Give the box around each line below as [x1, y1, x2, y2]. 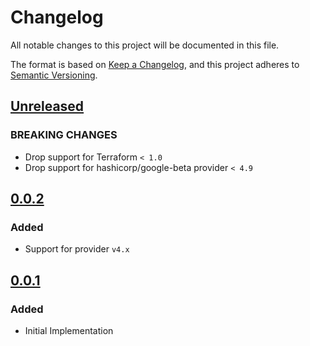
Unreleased [10, 98, 85, 115]
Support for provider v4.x [24, 243, 130, 255]
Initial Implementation [24, 325, 114, 336]
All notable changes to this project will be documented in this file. [10, 39, 280, 51]
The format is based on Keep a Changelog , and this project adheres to [10, 58, 300, 70]
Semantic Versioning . [10, 69, 98, 81]
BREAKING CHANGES [10, 128, 118, 142]
